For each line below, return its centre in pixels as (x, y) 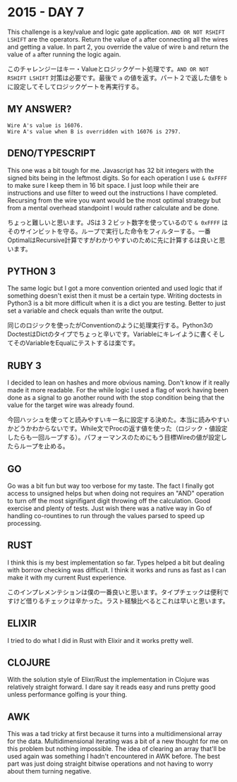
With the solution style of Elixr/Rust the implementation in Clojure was (108, 680)
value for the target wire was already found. (71, 405)
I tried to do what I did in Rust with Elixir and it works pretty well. (101, 640)
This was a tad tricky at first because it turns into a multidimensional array (115, 734)
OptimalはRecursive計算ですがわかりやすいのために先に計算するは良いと (113, 240)
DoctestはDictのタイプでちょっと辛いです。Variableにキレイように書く (110, 334)
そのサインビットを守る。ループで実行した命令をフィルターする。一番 (109, 231)
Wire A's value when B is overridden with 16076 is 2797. (94, 131)
